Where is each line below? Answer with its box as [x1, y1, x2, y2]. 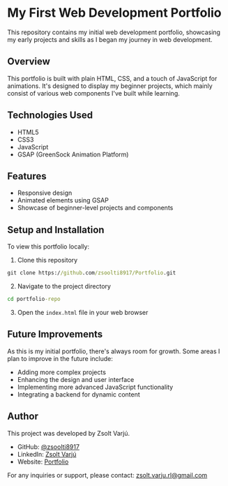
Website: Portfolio [17, 457, 69, 466]
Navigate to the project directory [17, 282, 112, 290]
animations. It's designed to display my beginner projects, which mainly [7, 82, 213, 90]
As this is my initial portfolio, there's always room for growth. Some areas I [7, 347, 220, 355]
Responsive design [17, 189, 73, 197]
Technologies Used [7, 110, 93, 121]
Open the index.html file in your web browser [17, 308, 149, 316]
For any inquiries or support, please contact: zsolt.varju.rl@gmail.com [7, 471, 208, 479]
